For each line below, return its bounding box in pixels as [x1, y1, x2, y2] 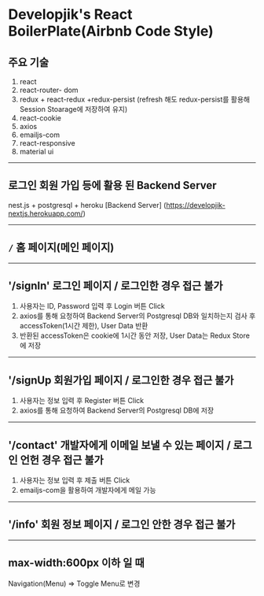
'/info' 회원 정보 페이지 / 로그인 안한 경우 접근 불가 [8, 518, 236, 531]
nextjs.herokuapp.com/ [8, 209, 84, 218]
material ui [19, 147, 54, 156]
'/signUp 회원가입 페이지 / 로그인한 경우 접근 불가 [8, 373, 234, 387]
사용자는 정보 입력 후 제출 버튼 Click [19, 476, 130, 485]
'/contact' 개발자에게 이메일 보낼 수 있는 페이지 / [8, 439, 231, 452]
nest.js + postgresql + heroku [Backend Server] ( [8, 200, 167, 209]
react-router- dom [19, 85, 79, 94]
